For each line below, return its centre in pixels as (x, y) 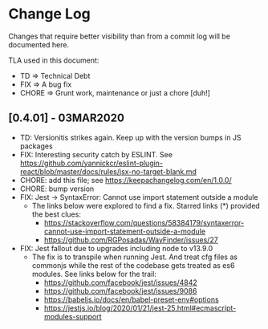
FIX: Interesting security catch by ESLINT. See (96, 154)
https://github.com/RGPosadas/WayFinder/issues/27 (131, 240)
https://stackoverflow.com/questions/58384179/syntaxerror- (144, 222)
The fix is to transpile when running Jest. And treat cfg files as (135, 257)
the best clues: (57, 214)
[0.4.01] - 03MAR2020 (66, 118)
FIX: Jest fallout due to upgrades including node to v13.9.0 (116, 248)
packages (37, 146)
